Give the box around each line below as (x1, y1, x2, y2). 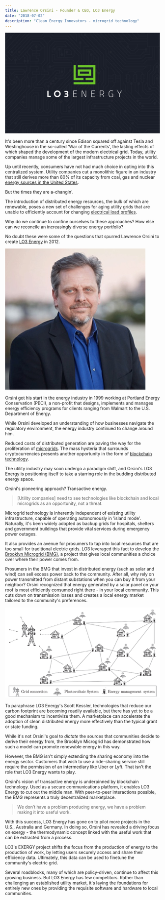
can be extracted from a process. (5, 835, 73, 841)
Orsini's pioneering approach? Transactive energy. (5, 486, 108, 491)
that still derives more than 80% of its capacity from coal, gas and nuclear (5, 174, 155, 180)
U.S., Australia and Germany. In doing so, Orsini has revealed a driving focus (5, 824, 160, 830)
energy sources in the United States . (5, 179, 79, 185)
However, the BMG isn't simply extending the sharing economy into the (5, 753, 149, 759)
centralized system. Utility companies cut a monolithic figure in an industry (5, 168, 156, 175)
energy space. (5, 476, 34, 482)
